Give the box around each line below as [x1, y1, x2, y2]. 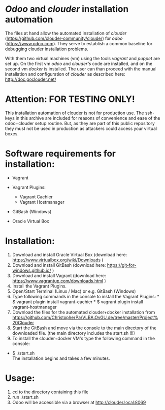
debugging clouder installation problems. [5, 46, 89, 52]
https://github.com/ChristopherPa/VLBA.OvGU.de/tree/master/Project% [12, 314, 159, 320]
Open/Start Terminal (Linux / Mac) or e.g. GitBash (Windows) [12, 288, 136, 294]
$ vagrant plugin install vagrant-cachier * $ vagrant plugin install [12, 299, 143, 305]
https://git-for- [107, 262, 136, 268]
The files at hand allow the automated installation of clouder [5, 30, 127, 36]
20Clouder [12, 319, 34, 325]
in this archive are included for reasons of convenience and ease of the [15, 115, 161, 121]
